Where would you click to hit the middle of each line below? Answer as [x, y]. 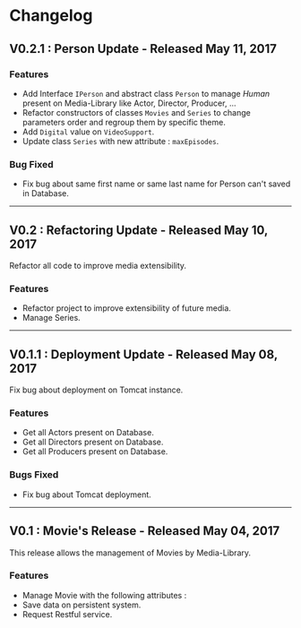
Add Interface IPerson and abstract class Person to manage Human [146, 93]
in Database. [46, 194]
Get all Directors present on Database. [93, 442]
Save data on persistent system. [82, 605]
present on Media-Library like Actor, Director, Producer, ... [129, 103]
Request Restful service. [67, 614]
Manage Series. [51, 318]
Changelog [51, 16]
